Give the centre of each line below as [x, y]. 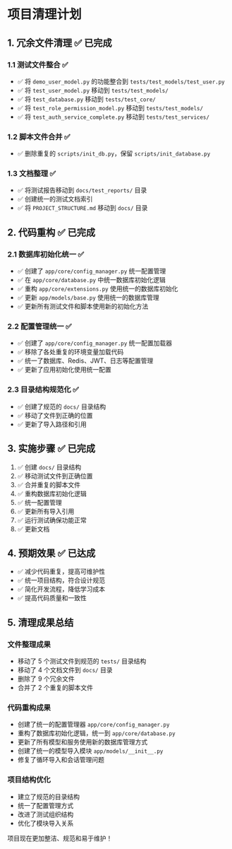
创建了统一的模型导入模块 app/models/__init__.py [90, 751]
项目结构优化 [29, 780]
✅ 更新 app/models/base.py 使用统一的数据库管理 [88, 298]
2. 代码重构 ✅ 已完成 [51, 232]
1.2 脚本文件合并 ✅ [39, 136]
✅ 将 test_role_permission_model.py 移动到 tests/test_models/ [110, 107]
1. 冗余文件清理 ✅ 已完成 [60, 43]
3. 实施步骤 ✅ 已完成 [51, 449]
